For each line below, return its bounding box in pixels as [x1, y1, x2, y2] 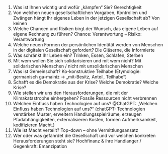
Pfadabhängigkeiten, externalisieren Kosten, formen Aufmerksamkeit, [13, 117, 157, 122]
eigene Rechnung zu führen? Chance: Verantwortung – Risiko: [13, 31, 142, 37]
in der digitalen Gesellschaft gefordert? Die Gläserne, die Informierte [13, 47, 155, 53]
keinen [13, 20, 27, 26]
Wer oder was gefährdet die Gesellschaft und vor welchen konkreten [13, 133, 156, 138]
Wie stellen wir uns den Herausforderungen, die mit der [13, 90, 128, 96]
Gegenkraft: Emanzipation [13, 143, 67, 149]
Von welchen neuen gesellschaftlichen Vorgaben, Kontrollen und [13, 10, 147, 16]
